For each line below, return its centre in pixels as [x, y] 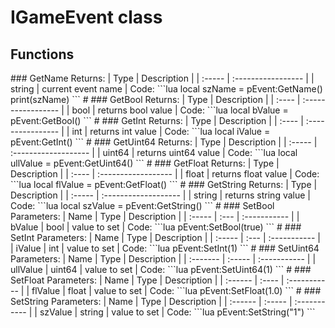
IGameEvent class [86, 17]
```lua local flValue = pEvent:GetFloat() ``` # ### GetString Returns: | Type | [164, 184]
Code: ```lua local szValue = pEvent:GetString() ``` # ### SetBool [142, 205]
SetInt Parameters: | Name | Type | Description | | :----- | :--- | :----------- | [166, 237]
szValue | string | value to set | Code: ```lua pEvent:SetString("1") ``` [177, 312]
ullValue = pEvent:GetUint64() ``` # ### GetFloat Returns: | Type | [145, 163]
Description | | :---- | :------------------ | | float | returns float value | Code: [165, 174]
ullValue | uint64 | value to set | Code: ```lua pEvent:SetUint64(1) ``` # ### [161, 269]
